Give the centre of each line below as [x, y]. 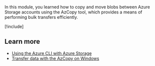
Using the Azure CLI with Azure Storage [52, 53]
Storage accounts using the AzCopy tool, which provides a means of [73, 12]
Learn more [22, 42]
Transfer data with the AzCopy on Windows [55, 58]
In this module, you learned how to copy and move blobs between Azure [77, 7]
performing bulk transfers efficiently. [41, 17]
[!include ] [14, 26]
